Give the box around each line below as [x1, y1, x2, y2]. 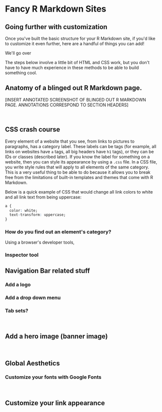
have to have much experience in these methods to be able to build [5, 65, 139, 70]
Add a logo [5, 281, 31, 288]
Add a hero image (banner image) [5, 332, 108, 341]
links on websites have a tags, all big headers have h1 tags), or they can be [5, 148, 154, 154]
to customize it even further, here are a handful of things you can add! [5, 41, 145, 47]
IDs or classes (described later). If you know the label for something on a [5, 154, 150, 160]
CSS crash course [5, 125, 60, 134]
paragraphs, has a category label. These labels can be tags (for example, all [5, 143, 156, 149]
